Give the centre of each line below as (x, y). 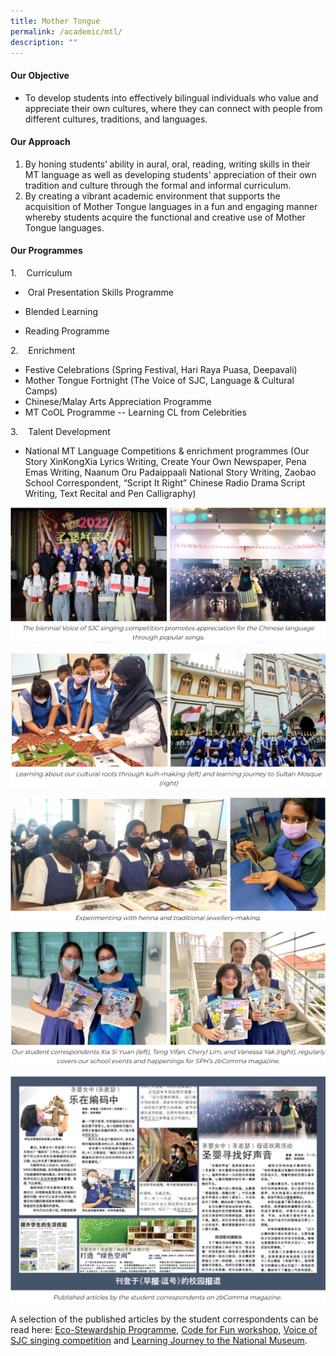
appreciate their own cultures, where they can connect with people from (173, 108)
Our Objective (40, 75)
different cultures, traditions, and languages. (116, 119)
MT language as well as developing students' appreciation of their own (170, 174)
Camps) (41, 391)
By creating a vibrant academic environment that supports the (152, 196)
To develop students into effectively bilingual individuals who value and (171, 97)
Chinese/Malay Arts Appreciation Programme (118, 401)
